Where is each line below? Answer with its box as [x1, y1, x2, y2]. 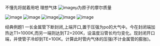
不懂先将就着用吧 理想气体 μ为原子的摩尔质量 [5, 5, 112, 10]
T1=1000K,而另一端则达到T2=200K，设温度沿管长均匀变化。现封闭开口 [13, 30, 156, 35]
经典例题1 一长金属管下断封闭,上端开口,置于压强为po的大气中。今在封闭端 [5, 24, 151, 30]
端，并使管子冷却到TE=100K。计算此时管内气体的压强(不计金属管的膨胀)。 [5, 36, 153, 42]
